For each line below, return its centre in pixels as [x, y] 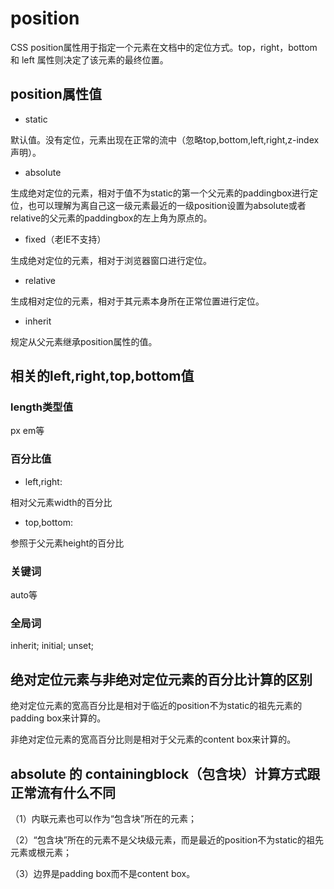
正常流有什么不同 [63, 792]
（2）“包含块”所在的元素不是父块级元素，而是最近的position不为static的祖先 [167, 839]
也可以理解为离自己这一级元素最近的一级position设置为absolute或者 [167, 205]
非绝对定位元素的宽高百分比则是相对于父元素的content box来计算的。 [153, 739]
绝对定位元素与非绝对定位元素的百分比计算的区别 [161, 679]
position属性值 [56, 94]
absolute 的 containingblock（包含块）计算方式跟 [165, 773]
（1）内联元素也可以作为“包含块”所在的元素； [104, 818]
